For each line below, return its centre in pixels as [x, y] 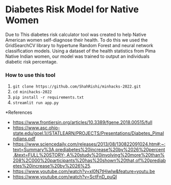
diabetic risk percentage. [31, 61]
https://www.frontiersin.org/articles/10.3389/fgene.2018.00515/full [82, 122]
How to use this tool [30, 75]
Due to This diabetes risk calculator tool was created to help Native [76, 34]
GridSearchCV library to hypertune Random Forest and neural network [79, 45]
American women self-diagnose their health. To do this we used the [77, 40]
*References [19, 112]
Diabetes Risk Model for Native [72, 9]
